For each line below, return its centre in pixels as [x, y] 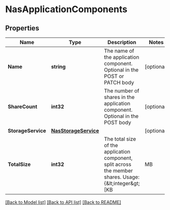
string [58, 67]
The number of [122, 91]
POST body [118, 123]
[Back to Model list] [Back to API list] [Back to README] [63, 202]
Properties [22, 28]
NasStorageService [75, 131]
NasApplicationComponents [66, 9]
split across [118, 164]
